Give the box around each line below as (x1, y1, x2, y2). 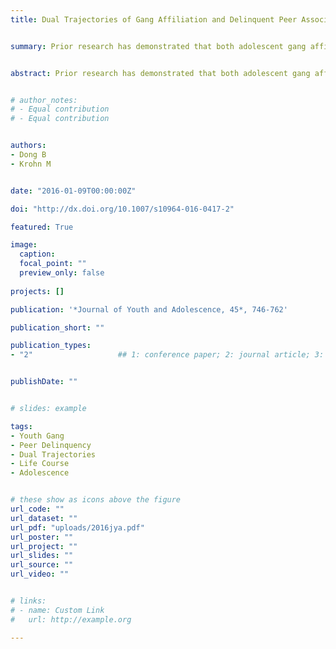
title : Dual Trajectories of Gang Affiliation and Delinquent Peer (10, 14, 298, 25)
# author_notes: (10, 95, 78, 105)
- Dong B (10, 150, 47, 160)
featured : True (10, 222, 74, 232)
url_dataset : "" (10, 513, 78, 523)
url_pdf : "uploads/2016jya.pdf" (10, 522, 145, 533)
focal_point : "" (19, 259, 87, 269)
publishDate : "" (10, 377, 78, 387)
